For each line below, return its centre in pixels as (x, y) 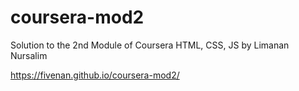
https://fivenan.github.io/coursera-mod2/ (95, 75)
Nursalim (29, 55)
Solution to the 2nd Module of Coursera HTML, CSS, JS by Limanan (150, 45)
